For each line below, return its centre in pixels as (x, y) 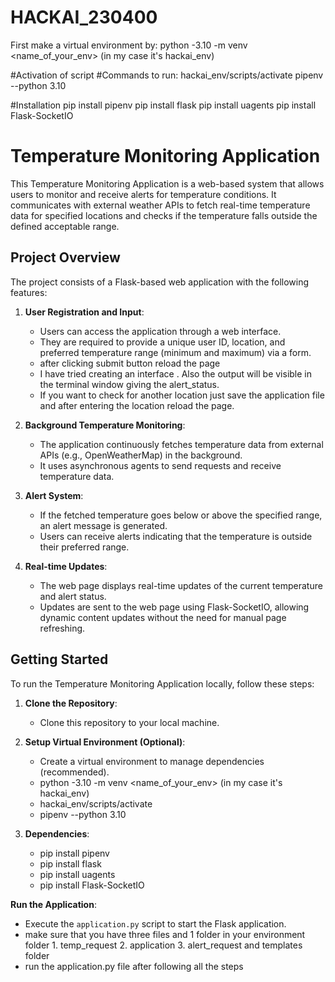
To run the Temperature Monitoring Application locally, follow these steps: (162, 683)
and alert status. (73, 596)
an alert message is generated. (103, 525)
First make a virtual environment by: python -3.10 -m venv (129, 45)
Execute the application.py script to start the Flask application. (155, 923)
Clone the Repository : (71, 703)
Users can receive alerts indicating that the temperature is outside (176, 536)
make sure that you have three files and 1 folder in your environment (165, 934)
